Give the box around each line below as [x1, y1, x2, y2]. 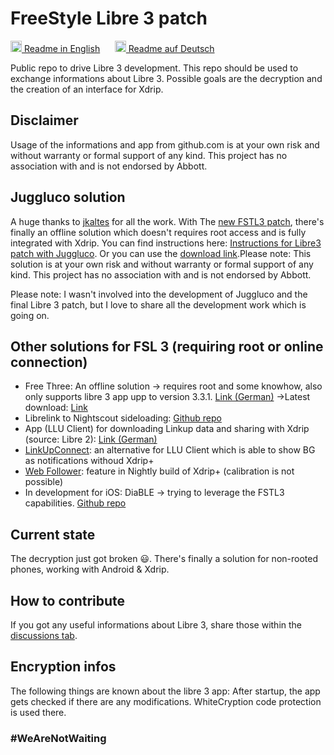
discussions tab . [10, 630, 78, 641]
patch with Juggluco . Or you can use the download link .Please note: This [10, 247, 312, 259]
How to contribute [10, 592, 126, 609]
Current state [10, 526, 96, 543]
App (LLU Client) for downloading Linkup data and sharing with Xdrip [24, 423, 310, 435]
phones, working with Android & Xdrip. [10, 563, 170, 576]
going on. [10, 309, 50, 321]
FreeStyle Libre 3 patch [10, 7, 208, 30]
